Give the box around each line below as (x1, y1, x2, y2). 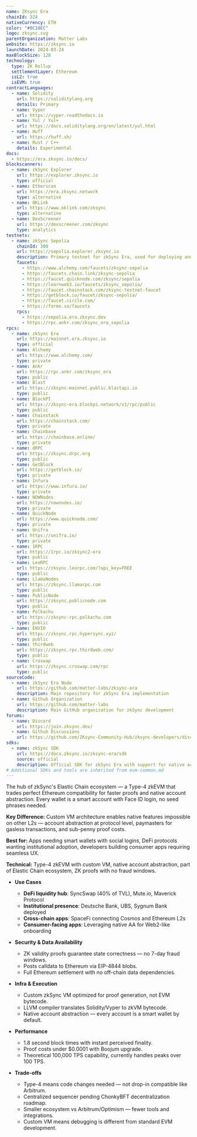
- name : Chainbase (11, 429, 57, 435)
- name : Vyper (11, 107, 46, 113)
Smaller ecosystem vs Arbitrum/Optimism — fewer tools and (23, 1106, 169, 1113)
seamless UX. (6, 849, 40, 857)
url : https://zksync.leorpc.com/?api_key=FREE (16, 565, 133, 571)
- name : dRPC (11, 445, 43, 451)
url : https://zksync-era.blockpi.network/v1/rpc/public (16, 402, 157, 407)
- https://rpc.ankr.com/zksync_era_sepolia (21, 319, 130, 326)
